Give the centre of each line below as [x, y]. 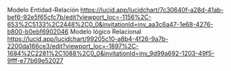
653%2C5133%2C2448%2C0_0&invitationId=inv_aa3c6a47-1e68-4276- [110, 24]
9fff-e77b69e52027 [35, 60]
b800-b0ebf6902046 [38, 31]
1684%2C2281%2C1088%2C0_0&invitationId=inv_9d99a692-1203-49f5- [111, 53]
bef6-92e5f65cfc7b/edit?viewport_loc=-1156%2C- [79, 17]
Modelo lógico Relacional [106, 31]
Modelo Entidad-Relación [43, 10]
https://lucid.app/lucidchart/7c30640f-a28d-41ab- [152, 10]
